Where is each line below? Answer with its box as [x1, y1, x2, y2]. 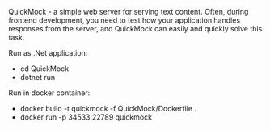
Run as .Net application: [8, 48, 88, 57]
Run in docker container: [8, 88, 91, 98]
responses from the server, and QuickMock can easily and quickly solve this [8, 24, 263, 33]
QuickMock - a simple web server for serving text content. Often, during [8, 7, 249, 16]
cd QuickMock [19, 64, 70, 73]
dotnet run [19, 73, 56, 82]
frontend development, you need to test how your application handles [8, 15, 241, 25]
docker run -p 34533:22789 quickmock [19, 112, 152, 122]
